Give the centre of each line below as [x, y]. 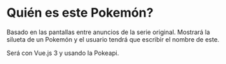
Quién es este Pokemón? [80, 13]
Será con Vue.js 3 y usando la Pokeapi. [63, 53]
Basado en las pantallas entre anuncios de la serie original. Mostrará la [108, 32]
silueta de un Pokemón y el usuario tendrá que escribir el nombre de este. [113, 39]
